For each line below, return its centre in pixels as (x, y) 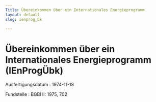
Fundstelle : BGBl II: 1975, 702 (36, 94)
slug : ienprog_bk (24, 19)
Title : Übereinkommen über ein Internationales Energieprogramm (75, 10)
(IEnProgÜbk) (34, 70)
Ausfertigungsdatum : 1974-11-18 (40, 85)
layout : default (22, 15)
